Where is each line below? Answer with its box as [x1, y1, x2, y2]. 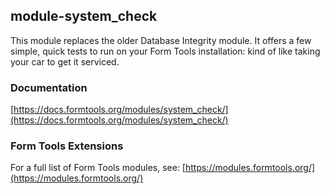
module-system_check [10, 8, 158, 25]
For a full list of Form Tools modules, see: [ [10, 162, 186, 174]
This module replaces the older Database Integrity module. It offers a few [10, 34, 312, 46]
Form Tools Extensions [10, 139, 124, 153]
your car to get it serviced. [10, 55, 120, 68]
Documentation [10, 80, 88, 94]
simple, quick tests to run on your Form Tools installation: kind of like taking [10, 45, 321, 57]
